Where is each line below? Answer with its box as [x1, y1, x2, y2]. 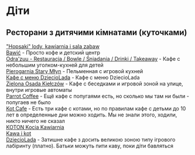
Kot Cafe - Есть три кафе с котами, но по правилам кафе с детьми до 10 [6, 105, 186, 112]
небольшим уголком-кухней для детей [6, 61, 104, 68]
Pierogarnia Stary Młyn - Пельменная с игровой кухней [6, 68, 143, 74]
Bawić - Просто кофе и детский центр [6, 49, 101, 56]
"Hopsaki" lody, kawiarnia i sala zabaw [6, 43, 100, 50]
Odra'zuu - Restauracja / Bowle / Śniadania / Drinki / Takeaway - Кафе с [6, 56, 180, 62]
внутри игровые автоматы [6, 87, 72, 93]
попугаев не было [6, 99, 51, 106]
